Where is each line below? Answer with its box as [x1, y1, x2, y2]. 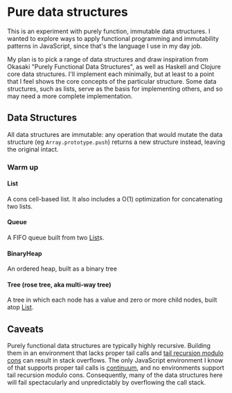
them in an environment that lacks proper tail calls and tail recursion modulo [7, 349, 224, 357]
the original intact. [7, 145, 59, 153]
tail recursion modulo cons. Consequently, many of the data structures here [7, 371, 223, 379]
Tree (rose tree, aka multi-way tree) [7, 280, 112, 289]
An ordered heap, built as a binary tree [7, 264, 118, 273]
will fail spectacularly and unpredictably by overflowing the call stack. [7, 378, 206, 387]
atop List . [7, 303, 34, 311]
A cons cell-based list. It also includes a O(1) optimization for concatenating [7, 194, 223, 203]
